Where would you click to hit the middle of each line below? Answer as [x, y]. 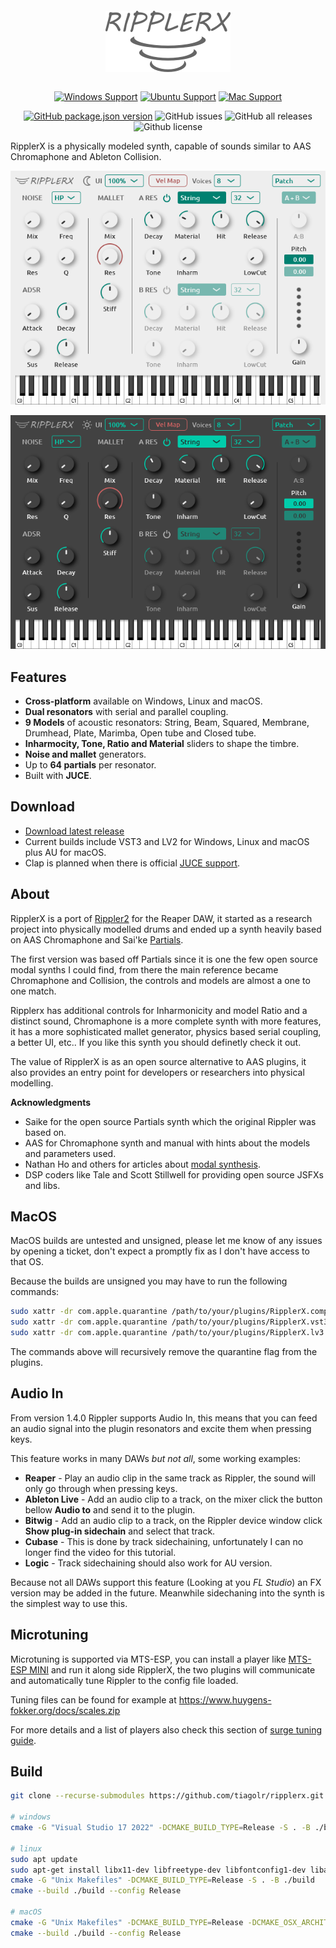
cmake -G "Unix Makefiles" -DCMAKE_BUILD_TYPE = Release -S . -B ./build [162, 1880]
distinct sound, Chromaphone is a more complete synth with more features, [166, 1021]
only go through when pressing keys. [101, 1488]
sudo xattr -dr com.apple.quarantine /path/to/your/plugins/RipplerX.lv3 [167, 1333]
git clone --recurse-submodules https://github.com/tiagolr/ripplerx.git [167, 1796]
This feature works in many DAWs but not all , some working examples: [156, 1458]
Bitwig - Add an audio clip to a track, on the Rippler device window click [173, 1520]
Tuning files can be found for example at [93, 1699]
